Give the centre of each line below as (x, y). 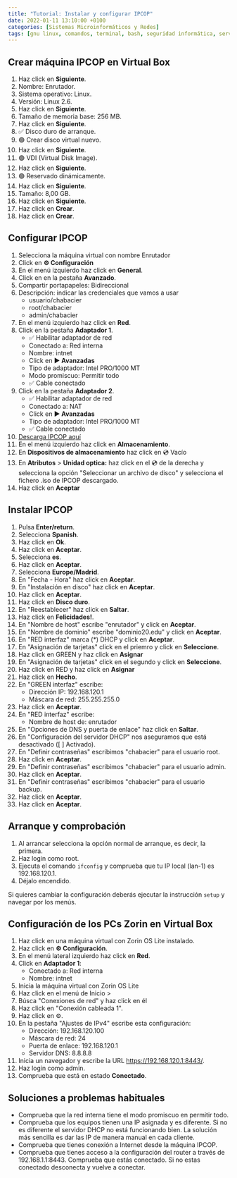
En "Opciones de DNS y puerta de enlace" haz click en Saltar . (108, 729)
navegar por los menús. (42, 902)
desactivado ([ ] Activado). (57, 744)
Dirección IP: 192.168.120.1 (66, 692)
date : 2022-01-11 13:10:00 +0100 (57, 20)
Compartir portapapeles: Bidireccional (73, 285)
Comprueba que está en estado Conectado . (82, 1076)
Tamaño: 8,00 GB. (44, 194)
